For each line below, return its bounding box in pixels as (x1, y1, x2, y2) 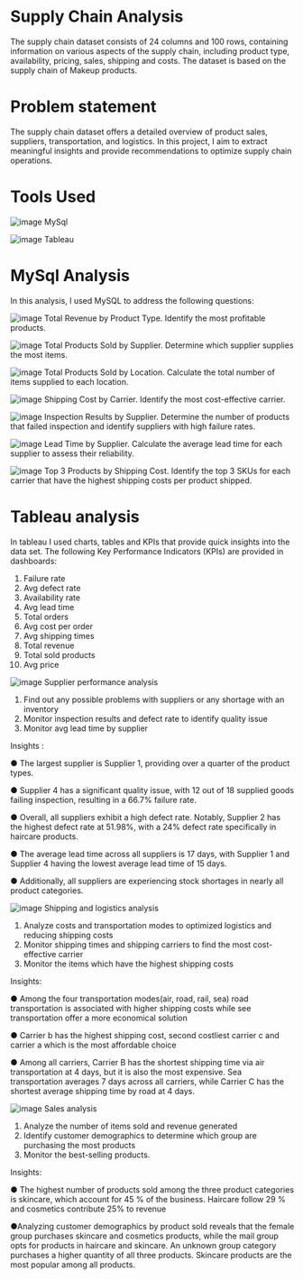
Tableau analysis (10, 507, 141, 526)
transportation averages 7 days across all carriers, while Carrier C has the (10, 1075, 285, 1087)
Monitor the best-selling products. (23, 1149, 151, 1160)
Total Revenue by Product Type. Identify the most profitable (44, 313, 266, 324)
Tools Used (10, 187, 96, 207)
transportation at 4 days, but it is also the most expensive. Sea (10, 1066, 243, 1077)
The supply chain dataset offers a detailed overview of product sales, (10, 126, 269, 137)
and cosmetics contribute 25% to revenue (10, 1203, 167, 1214)
